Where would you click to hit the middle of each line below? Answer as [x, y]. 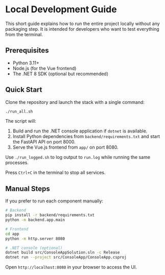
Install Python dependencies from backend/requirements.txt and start [86, 136]
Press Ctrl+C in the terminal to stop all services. [55, 173]
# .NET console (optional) [34, 248]
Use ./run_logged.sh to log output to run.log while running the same [78, 157]
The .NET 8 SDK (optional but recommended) [61, 74]
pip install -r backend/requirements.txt [50, 215]
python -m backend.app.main [35, 220]
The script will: [21, 121]
